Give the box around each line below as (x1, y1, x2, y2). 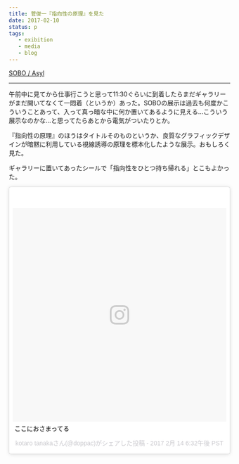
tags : (8, 30, 25, 37)
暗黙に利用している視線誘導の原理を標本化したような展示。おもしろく (27, 140, 231, 148)
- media (18, 43, 41, 50)
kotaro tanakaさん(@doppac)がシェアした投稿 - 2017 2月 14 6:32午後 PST (15, 439, 224, 447)
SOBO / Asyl (8, 68, 45, 77)
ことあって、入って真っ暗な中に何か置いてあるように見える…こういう (27, 107, 228, 116)
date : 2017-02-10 (8, 17, 60, 24)
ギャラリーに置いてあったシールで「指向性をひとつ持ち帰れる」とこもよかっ (8, 163, 230, 172)
